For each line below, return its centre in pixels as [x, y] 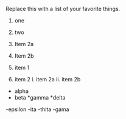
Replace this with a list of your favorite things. [63, 9]
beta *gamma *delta [40, 97]
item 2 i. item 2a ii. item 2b [47, 79]
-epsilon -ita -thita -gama [37, 109]
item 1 [22, 67]
